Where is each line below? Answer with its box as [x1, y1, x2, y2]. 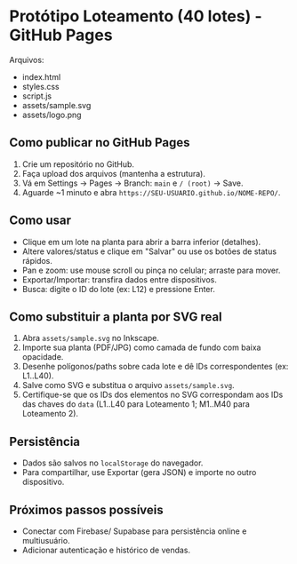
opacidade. [21, 352, 64, 362]
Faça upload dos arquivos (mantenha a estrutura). [21, 168, 206, 179]
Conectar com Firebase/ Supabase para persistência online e [21, 526, 247, 536]
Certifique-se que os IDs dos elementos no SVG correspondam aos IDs [21, 389, 284, 401]
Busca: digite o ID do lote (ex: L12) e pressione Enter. [21, 283, 215, 294]
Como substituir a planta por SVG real [9, 309, 222, 324]
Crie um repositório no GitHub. [21, 158, 135, 170]
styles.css [21, 81, 60, 91]
